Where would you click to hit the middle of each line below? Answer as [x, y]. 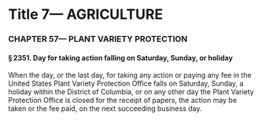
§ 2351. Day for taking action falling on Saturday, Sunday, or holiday [121, 57]
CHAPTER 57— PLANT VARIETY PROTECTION [98, 39]
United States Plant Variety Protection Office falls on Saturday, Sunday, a [126, 83]
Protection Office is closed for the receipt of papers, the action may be [123, 101]
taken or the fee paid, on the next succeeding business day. [105, 108]
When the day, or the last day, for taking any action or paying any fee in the [130, 75]
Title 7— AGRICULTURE [86, 15]
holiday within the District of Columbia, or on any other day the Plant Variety [131, 92]
